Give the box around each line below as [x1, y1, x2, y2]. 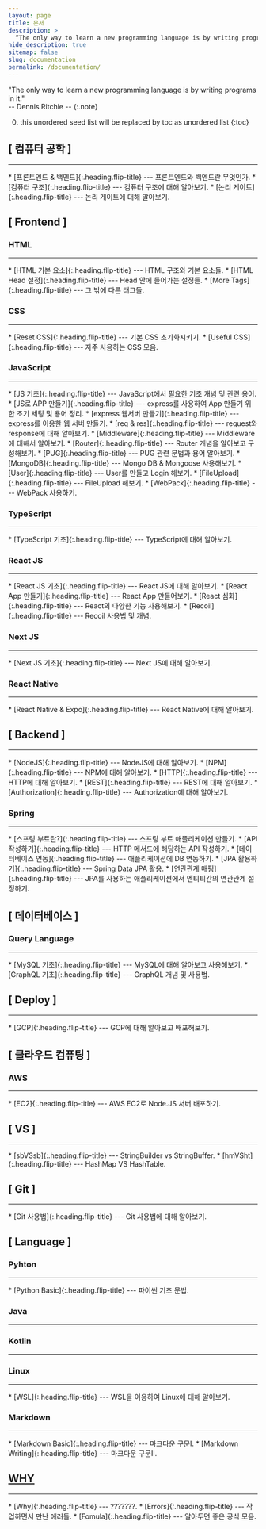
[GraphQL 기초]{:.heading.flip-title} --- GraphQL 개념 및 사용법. [8, 969, 210, 979]
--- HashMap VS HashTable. [74, 1159, 166, 1169]
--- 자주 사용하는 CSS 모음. [74, 342, 158, 351]
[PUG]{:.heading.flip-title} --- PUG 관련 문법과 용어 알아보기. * [43, 448, 241, 458]
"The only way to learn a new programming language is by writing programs [8, 85, 256, 94]
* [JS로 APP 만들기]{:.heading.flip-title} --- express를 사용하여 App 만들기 [8, 398, 244, 408]
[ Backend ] [8, 728, 66, 742]
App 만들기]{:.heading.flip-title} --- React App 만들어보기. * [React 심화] [8, 592, 238, 601]
